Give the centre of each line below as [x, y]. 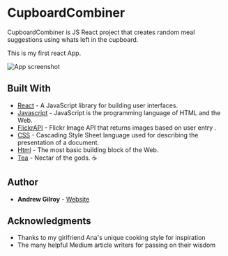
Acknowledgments [50, 221]
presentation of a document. [58, 142]
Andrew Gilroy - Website [53, 199]
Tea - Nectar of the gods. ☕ [57, 158]
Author [23, 182]
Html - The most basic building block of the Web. [88, 150]
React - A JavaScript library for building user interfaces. [98, 105]
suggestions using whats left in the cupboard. [73, 39]
